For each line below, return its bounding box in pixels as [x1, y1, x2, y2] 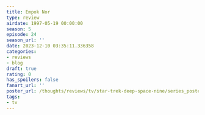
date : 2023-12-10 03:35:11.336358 [6, 43, 95, 49]
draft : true [6, 65, 37, 72]
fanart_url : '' [6, 83, 45, 89]
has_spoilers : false [6, 77, 59, 83]
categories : [6, 49, 37, 55]
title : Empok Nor [6, 9, 51, 15]
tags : [6, 94, 20, 100]
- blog [6, 60, 23, 66]
